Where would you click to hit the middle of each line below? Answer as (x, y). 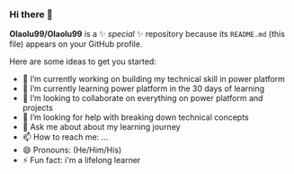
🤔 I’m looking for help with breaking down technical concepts (135, 117)
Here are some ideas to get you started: (83, 61)
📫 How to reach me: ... (65, 137)
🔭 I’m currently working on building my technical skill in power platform (154, 79)
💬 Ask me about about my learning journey (102, 127)
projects (38, 108)
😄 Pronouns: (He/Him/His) (72, 150)
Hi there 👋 (31, 14)
